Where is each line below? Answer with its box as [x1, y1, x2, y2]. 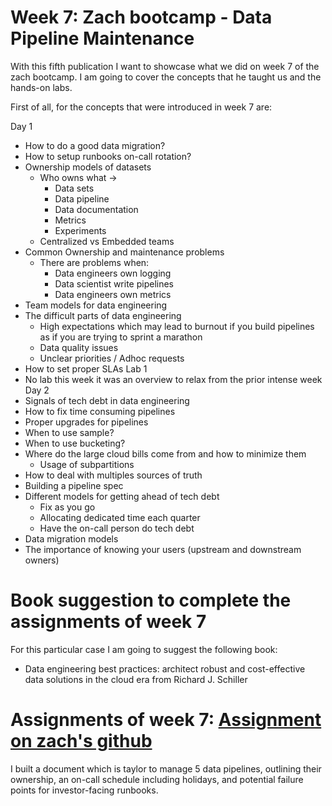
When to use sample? [24, 426, 115, 438]
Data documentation [54, 203, 139, 215]
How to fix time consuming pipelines [24, 405, 176, 417]
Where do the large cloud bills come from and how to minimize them [24, 447, 307, 460]
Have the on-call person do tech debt [39, 522, 195, 534]
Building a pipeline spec [24, 479, 124, 491]
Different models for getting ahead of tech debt [24, 490, 220, 502]
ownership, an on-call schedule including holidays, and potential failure [10, 773, 304, 785]
